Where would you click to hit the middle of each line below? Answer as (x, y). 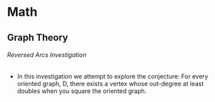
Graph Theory (38, 38)
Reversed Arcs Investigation (47, 55)
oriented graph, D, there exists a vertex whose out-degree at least (110, 83)
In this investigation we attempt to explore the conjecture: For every (112, 76)
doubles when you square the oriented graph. (82, 91)
